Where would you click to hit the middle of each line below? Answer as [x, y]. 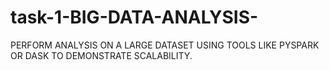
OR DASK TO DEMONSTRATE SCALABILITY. [101, 55]
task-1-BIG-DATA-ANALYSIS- [134, 17]
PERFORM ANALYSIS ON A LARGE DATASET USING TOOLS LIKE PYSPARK [165, 45]
